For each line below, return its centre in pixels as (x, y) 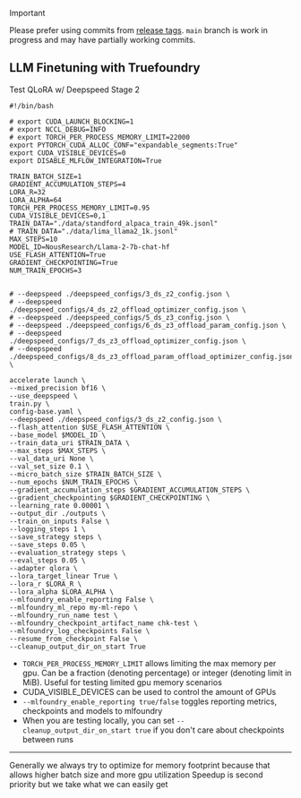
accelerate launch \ (48, 380)
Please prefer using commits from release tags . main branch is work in (139, 30)
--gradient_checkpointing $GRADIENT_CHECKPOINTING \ (110, 498)
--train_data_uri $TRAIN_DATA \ (69, 442)
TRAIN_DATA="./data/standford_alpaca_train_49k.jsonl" (114, 223)
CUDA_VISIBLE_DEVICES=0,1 (57, 215)
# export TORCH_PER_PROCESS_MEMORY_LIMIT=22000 (100, 137)
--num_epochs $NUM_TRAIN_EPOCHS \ (74, 482)
